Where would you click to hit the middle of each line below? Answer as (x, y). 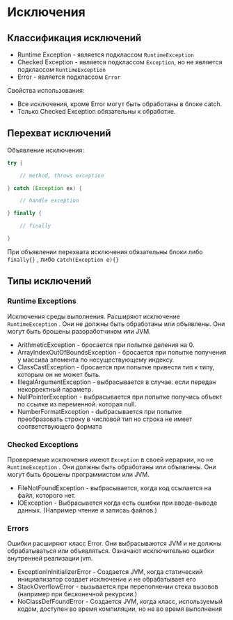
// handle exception (49, 201)
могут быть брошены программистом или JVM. (78, 474)
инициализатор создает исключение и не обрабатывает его (107, 580)
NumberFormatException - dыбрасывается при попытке (99, 411)
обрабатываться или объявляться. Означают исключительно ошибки (111, 551)
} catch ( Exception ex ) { (45, 188)
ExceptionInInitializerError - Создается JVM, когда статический (110, 572)
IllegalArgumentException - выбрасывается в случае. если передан (116, 382)
